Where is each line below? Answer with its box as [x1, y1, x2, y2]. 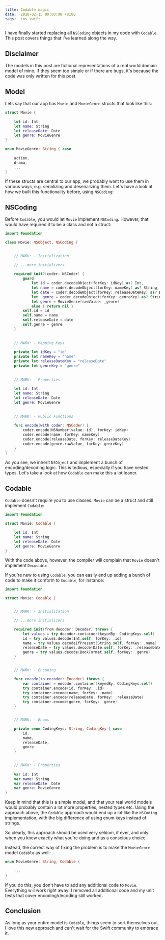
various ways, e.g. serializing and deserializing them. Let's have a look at [5, 184, 153, 190]
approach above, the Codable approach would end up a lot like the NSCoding [5, 810, 157, 816]
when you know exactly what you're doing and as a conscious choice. [5, 835, 147, 841]
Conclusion [5, 907, 41, 915]
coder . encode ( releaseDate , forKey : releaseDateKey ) [23, 436, 131, 442]
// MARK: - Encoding [14, 667, 56, 672]
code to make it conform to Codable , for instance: [5, 577, 105, 583]
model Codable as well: [5, 850, 51, 856]
